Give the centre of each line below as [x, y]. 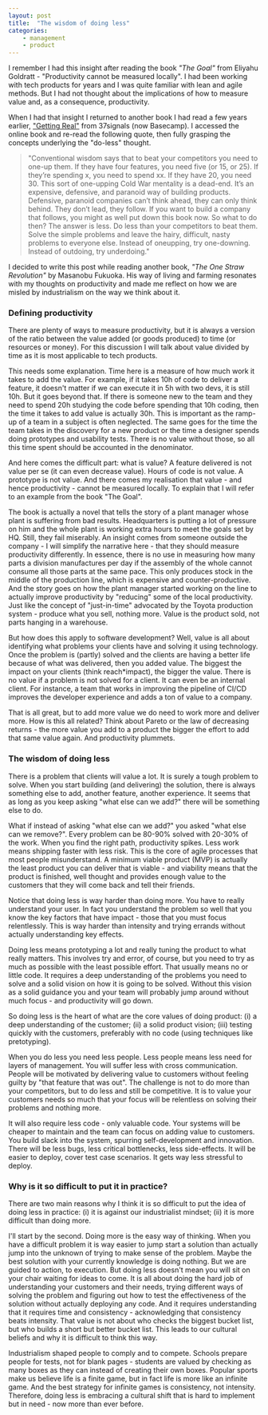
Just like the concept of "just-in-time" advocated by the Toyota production [131, 605]
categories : [28, 30]
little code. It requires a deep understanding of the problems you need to [128, 975]
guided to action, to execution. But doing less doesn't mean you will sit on [129, 1270]
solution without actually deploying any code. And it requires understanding [132, 1304]
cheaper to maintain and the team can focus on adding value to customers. [132, 1131]
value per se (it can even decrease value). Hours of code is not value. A [126, 471]
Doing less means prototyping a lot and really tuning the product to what [127, 949]
